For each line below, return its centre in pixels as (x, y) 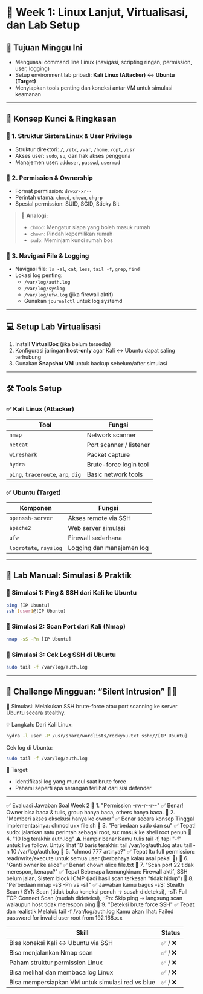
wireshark (23, 454)
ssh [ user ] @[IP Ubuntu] (36, 611)
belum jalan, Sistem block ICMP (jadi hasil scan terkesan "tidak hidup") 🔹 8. (100, 878)
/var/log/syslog (44, 289)
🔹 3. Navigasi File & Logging (48, 255)
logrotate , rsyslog (36, 548)
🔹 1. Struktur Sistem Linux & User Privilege (69, 136)
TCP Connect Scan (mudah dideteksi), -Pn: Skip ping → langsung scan (95, 898)
